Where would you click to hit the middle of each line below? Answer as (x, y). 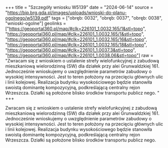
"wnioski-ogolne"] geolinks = (36, 23)
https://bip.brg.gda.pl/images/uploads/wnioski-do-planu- (67, 13)
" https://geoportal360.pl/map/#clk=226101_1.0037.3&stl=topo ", (71, 50)
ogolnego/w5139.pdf (27, 18)
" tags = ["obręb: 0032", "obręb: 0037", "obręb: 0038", (106, 18)
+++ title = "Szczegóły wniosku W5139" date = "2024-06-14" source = (79, 7)
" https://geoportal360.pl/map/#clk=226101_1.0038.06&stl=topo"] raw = (79, 55)
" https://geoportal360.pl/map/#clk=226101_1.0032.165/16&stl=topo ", (76, 39)
